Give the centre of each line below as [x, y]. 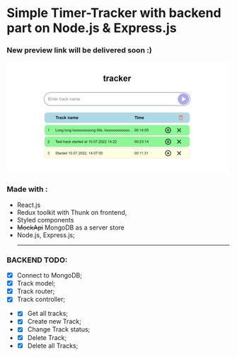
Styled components [45, 220]
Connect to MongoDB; [50, 276]
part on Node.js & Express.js [92, 28]
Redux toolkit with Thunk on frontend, [72, 212]
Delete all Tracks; [53, 346]
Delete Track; [47, 337]
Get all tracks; [48, 314]
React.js [29, 205]
